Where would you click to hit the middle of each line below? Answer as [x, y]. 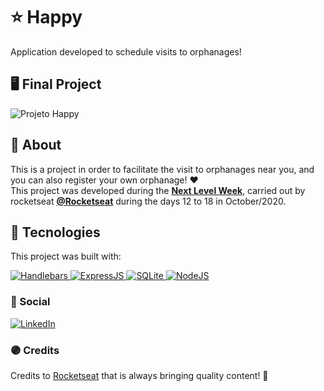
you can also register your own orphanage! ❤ [104, 180]
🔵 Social [30, 302]
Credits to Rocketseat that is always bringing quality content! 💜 [139, 375]
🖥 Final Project [56, 84]
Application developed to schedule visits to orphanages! [126, 51]
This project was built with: [66, 256]
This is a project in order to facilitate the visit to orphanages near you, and [162, 169]
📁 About [36, 145]
